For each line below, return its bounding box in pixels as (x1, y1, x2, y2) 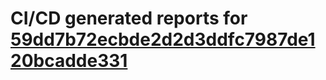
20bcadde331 (10, 50, 128, 72)
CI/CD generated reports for (10, 7, 248, 30)
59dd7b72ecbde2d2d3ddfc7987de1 (10, 28, 316, 51)
